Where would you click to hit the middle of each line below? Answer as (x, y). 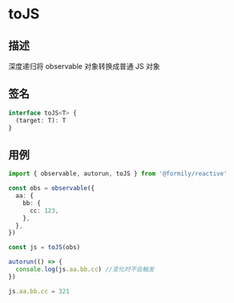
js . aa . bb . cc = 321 (39, 291)
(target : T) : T (41, 120)
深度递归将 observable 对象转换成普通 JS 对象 (84, 66)
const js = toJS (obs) (44, 248)
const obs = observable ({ (51, 188)
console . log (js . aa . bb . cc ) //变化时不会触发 (85, 269)
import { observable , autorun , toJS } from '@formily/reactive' (118, 174)
